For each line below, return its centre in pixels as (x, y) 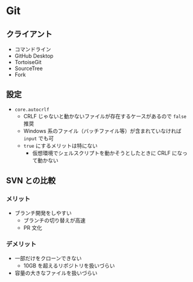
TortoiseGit (28, 62)
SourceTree (29, 68)
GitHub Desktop (34, 56)
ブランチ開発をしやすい (43, 213)
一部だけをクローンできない (48, 258)
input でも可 (39, 138)
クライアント (29, 34)
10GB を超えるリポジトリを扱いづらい (69, 266)
